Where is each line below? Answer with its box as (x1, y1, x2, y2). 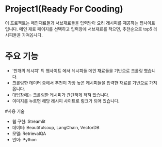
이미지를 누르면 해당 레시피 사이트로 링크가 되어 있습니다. (12, 98, 120, 103)
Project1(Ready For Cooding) (5, 3, 124, 15)
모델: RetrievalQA (12, 131, 46, 136)
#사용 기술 (5, 108, 25, 114)
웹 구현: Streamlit (12, 118, 46, 124)
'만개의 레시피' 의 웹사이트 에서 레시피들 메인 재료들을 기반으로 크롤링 (12, 68, 143, 73)
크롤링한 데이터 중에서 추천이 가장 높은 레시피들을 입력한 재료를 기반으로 (12, 80, 148, 86)
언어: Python (12, 136, 37, 142)
